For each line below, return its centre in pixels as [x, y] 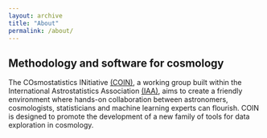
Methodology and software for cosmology [116, 63]
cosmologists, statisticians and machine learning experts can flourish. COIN [134, 108]
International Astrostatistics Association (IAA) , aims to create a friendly [125, 91]
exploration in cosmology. [51, 125]
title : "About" [34, 23]
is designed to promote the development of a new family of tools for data [129, 116]
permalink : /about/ [41, 30]
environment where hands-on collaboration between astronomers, [118, 99]
